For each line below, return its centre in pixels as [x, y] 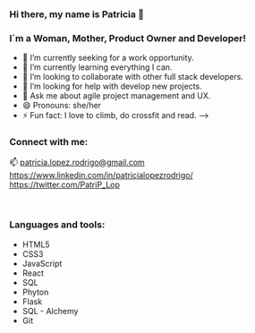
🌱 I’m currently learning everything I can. [97, 67]
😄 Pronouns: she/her [61, 106]
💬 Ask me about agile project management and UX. [116, 96]
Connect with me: [49, 142]
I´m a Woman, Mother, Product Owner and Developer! [128, 38]
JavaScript [42, 263]
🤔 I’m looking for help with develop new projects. [112, 86]
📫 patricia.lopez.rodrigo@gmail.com [77, 162]
